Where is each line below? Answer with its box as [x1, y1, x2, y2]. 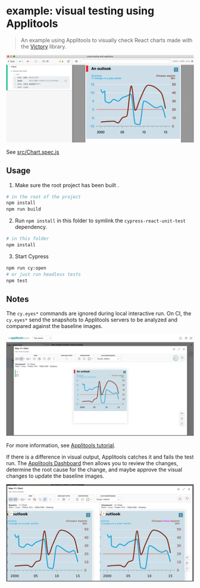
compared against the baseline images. [6, 323, 103, 330]
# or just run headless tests [6, 271, 82, 277]
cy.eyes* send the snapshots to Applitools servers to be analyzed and [6, 316, 177, 323]
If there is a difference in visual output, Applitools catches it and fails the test [6, 453, 194, 460]
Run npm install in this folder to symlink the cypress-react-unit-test [14, 217, 186, 224]
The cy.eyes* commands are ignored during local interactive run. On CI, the [6, 310, 192, 317]
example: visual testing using [6, 4, 155, 18]
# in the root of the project [6, 194, 82, 200]
